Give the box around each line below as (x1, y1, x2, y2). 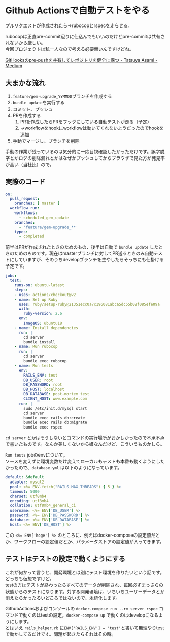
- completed (18, 234, 44, 239)
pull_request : (10, 196, 40, 201)
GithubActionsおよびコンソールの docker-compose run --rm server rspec (5, 605, 158, 611)
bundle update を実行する (12, 99, 65, 105)
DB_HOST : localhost (23, 387, 65, 392)
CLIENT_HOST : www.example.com (23, 396, 87, 402)
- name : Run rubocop (14, 344, 58, 350)
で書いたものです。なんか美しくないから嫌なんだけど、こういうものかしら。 (5, 441, 165, 447)
